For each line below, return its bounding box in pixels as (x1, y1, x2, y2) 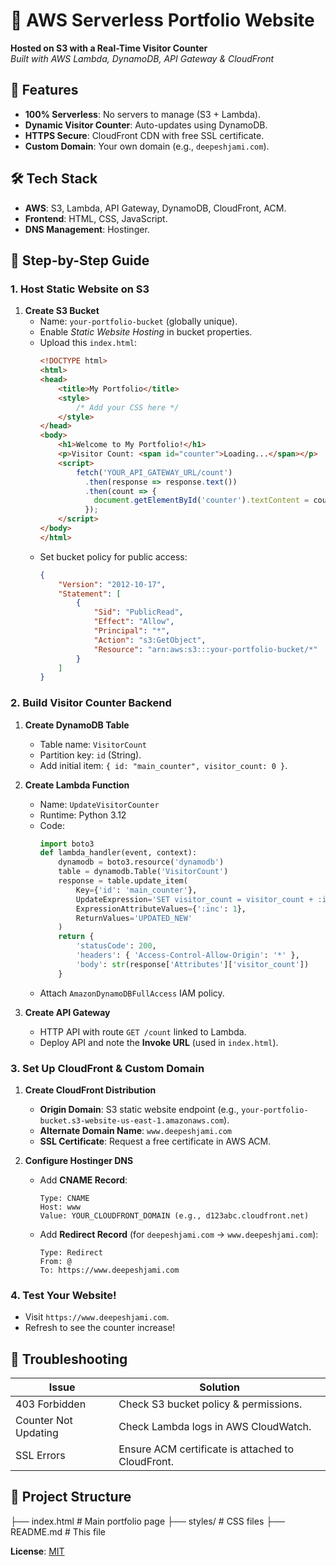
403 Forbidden (15, 1397, 87, 1411)
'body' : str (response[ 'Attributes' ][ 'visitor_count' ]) (75, 959, 310, 969)
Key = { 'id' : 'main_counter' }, (75, 885, 198, 895)
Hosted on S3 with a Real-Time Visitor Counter (10, 42, 208, 54)
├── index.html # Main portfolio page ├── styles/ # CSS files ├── (10, 1515, 285, 1527)
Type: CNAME (39, 1193, 90, 1203)
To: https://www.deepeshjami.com (39, 1265, 180, 1275)
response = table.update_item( (58, 876, 188, 886)
